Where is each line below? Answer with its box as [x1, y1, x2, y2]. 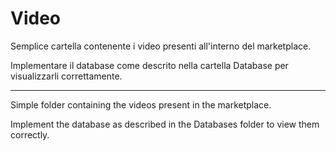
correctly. [10, 128, 50, 141]
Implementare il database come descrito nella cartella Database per [10, 59, 289, 71]
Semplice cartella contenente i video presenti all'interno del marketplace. [10, 40, 312, 52]
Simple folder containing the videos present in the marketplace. [10, 98, 272, 111]
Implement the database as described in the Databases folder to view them [10, 118, 320, 130]
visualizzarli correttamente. [10, 70, 123, 82]
